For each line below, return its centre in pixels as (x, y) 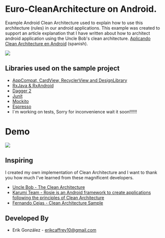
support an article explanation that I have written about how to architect (78, 33)
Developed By (27, 218)
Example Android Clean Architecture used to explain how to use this (74, 23)
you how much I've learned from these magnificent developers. (69, 177)
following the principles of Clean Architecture (58, 198)
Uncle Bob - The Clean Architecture (49, 187)
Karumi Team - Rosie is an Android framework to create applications (82, 192)
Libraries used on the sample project (62, 68)
